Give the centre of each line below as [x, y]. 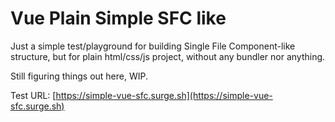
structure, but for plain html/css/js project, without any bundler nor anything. [168, 56]
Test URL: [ [33, 95]
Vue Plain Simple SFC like [118, 18]
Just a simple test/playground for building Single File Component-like [153, 46]
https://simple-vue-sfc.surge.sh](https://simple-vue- [164, 95]
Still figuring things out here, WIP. [79, 76]
